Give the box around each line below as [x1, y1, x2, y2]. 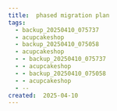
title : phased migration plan [8, 11, 110, 20]
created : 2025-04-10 [8, 91, 79, 99]
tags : [8, 19, 26, 27]
